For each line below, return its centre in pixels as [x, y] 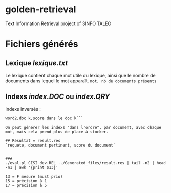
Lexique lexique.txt [37, 63]
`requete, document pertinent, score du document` [60, 145]
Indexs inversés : [23, 109]
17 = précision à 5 [26, 185]
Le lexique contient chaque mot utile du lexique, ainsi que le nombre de [80, 75]
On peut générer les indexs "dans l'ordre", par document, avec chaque [83, 127]
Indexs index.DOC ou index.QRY [58, 97]
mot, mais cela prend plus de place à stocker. [57, 132]
